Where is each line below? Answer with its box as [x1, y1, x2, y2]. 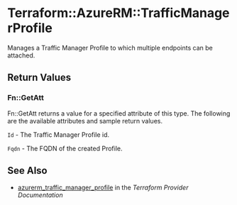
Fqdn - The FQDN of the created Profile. [7, 144, 123, 153]
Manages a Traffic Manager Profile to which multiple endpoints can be [7, 43, 213, 52]
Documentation [17, 191, 63, 199]
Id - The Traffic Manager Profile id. [7, 130, 110, 139]
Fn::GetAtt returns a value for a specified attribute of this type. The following [7, 109, 231, 118]
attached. [7, 51, 35, 60]
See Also [7, 165, 48, 177]
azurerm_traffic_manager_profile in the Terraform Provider [17, 183, 189, 192]
